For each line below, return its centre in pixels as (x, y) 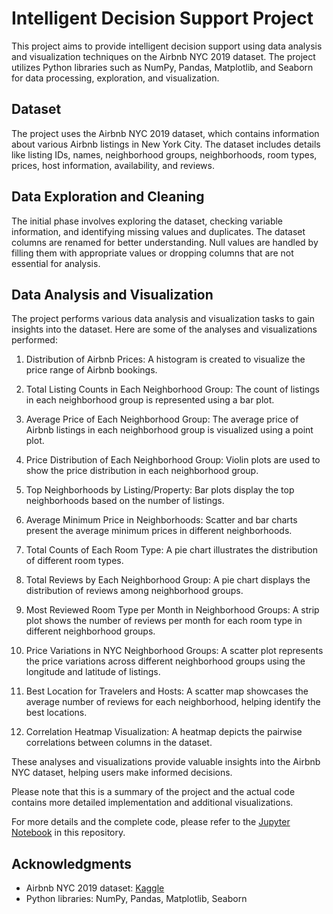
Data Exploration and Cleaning (108, 197)
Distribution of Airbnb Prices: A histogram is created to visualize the (165, 359)
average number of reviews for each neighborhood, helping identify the (173, 702)
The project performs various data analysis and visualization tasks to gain (163, 319)
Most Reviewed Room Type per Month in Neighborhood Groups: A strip (172, 610)
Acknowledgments (72, 863)
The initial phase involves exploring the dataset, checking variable (147, 221)
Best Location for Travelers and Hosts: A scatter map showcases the (167, 691)
